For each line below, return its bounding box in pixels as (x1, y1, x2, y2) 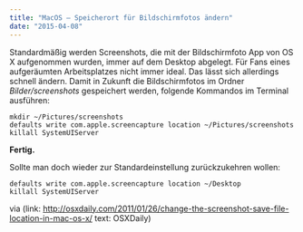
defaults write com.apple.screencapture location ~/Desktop (9, 179, 242, 188)
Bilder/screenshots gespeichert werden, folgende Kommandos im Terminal (9, 85, 289, 96)
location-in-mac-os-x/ (9, 212, 93, 223)
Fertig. (9, 144, 35, 155)
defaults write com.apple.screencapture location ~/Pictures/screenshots (9, 120, 295, 130)
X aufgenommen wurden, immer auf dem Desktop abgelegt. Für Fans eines (9, 56, 290, 67)
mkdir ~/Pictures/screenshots (9, 112, 124, 121)
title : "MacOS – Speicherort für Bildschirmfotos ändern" (9, 13, 233, 23)
